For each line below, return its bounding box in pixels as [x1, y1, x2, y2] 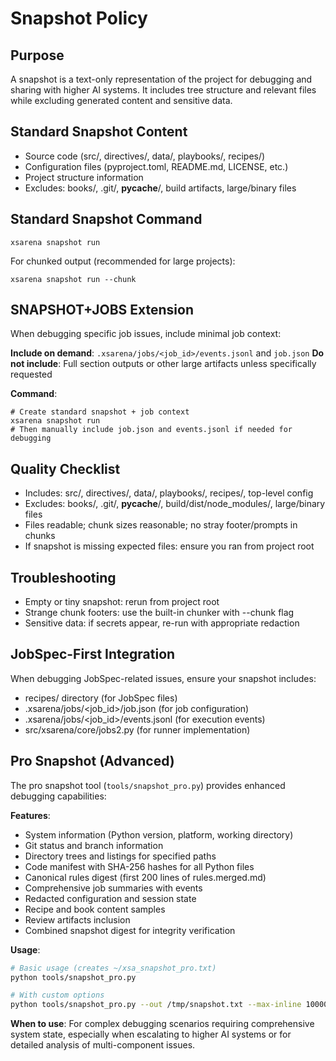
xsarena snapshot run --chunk [10, 274, 137, 284]
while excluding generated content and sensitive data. [10, 95, 233, 106]
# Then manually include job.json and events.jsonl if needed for [10, 425, 293, 435]
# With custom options [10, 990, 105, 1001]
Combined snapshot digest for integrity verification [24, 924, 236, 936]
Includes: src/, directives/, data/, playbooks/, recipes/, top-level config [24, 487, 314, 499]
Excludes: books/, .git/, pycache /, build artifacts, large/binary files [24, 182, 297, 194]
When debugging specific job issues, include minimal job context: [10, 328, 282, 340]
